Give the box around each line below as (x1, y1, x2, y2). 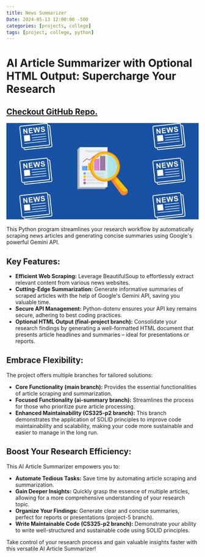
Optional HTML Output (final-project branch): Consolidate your (15, 318, 178, 325)
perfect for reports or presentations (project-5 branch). (15, 514, 154, 521)
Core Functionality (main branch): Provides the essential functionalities (15, 383, 197, 391)
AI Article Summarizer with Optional (6, 56, 193, 70)
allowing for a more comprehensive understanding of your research (15, 494, 185, 501)
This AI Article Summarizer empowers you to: (6, 462, 120, 470)
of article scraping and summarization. (15, 389, 113, 397)
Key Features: (6, 256, 60, 267)
